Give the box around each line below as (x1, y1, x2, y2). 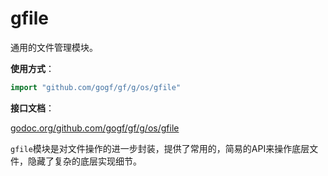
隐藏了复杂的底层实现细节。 (27, 155, 142, 167)
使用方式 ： (10, 62, 55, 74)
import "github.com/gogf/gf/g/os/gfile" (10, 82, 182, 92)
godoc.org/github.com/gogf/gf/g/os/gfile (10, 122, 180, 134)
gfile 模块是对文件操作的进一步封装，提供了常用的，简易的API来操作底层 (10, 142, 310, 154)
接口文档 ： (10, 102, 55, 114)
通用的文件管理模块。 (10, 41, 98, 53)
